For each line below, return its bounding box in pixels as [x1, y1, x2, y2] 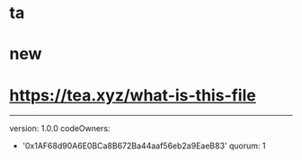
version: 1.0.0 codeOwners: [9, 123, 111, 134]
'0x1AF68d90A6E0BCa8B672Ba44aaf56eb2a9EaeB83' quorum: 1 [22, 140, 266, 151]
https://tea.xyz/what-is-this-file [9, 84, 256, 105]
